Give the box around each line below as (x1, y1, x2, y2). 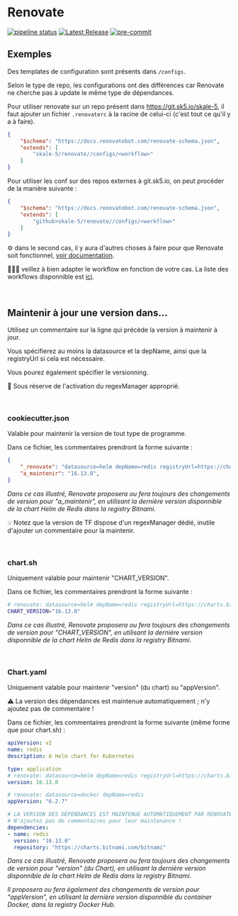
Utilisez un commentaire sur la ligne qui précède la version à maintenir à (7, 325, 218, 334)
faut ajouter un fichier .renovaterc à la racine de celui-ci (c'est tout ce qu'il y (7, 109, 231, 118)
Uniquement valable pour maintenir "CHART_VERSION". (7, 574, 169, 582)
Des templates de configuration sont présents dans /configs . (7, 67, 186, 75)
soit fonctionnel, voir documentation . (7, 251, 115, 259)
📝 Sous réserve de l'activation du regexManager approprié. (7, 382, 181, 391)
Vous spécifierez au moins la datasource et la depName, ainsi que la (7, 347, 207, 355)
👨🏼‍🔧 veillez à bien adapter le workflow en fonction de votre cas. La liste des (7, 265, 229, 274)
